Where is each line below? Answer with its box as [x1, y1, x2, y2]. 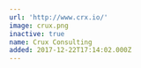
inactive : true [9, 29, 65, 38]
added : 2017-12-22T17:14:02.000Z [9, 46, 132, 55]
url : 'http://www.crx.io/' [9, 12, 108, 22]
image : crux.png [9, 21, 69, 30]
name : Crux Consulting [9, 37, 93, 47]
